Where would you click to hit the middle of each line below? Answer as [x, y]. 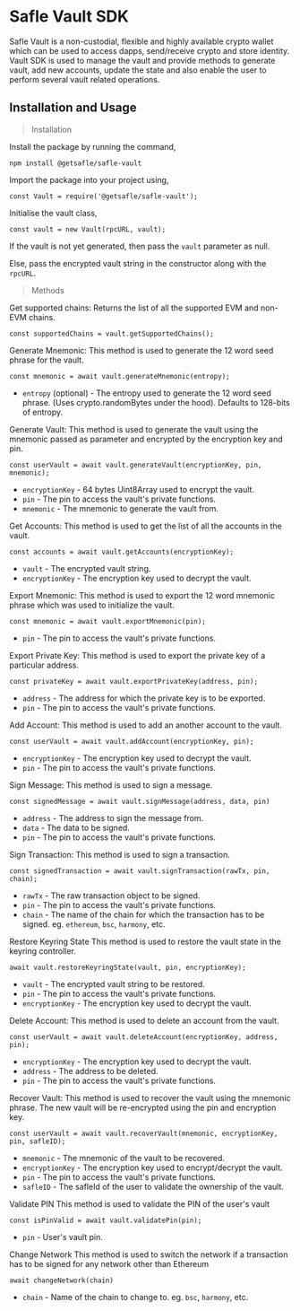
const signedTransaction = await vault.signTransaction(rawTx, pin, [140, 871]
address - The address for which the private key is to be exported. [144, 698]
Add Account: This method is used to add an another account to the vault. [146, 725]
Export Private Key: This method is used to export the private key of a [137, 655]
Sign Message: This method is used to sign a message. [111, 785]
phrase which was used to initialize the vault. [92, 605]
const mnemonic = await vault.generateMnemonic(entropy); [120, 376]
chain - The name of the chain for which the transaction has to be [143, 914]
